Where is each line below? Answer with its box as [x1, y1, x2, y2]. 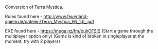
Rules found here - [5, 14, 43, 19]
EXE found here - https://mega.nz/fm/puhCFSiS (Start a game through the [5, 28, 153, 33]
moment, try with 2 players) [5, 38, 61, 44]
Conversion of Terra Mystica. [5, 4, 64, 10]
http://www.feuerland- [43, 14, 88, 19]
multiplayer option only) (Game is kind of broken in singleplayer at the [5, 33, 144, 39]
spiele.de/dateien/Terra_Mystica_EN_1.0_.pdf [5, 19, 95, 24]
